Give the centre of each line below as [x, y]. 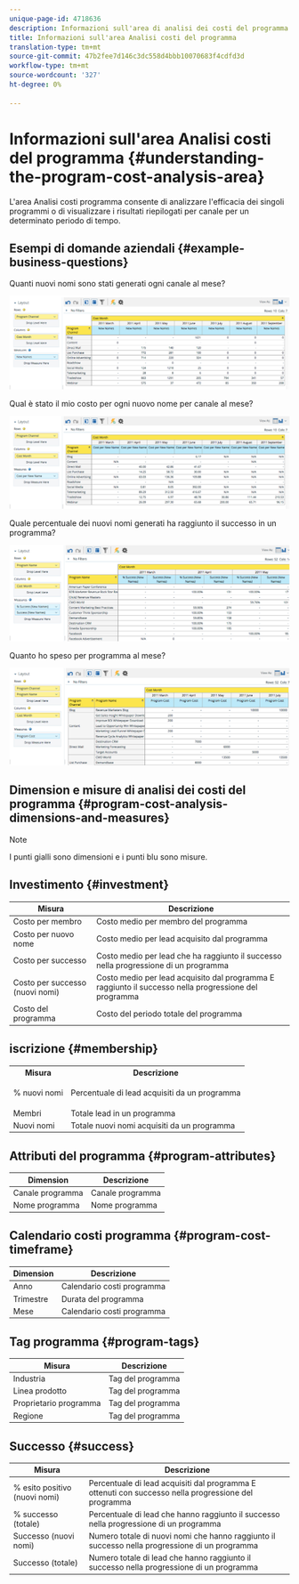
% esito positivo [42, 1488]
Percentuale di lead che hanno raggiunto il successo [184, 1514]
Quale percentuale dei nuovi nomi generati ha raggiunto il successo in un [143, 523]
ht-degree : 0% [36, 85]
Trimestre [31, 1298]
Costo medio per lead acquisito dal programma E [186, 978]
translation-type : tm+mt [55, 47]
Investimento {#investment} [89, 885]
